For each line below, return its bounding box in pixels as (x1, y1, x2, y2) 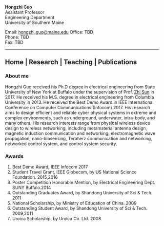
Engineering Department (5, 15, 55, 20)
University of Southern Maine (5, 19, 64, 25)
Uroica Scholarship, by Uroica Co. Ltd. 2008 (12, 215, 102, 221)
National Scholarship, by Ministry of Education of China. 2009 (12, 200, 137, 206)
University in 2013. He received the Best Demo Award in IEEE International (5, 99, 154, 105)
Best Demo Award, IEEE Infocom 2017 (12, 164, 88, 169)
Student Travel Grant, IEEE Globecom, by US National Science (12, 169, 137, 175)
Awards (5, 153, 24, 160)
